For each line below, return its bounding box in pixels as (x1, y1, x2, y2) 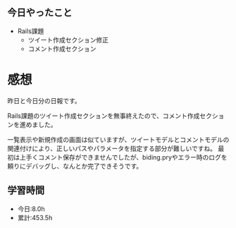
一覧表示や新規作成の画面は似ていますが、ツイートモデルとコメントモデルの (7, 135, 230, 143)
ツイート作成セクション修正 (27, 35, 109, 44)
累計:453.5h (17, 213, 53, 222)
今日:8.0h (17, 204, 45, 213)
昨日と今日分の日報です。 (7, 96, 81, 104)
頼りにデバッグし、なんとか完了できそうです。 (7, 162, 143, 170)
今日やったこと (7, 6, 73, 19)
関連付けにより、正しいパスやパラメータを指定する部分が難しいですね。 (7, 144, 217, 152)
